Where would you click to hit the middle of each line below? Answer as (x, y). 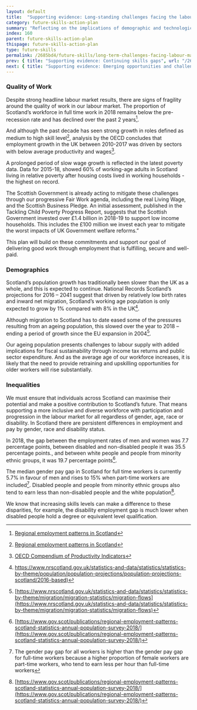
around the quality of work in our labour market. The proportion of (86, 106)
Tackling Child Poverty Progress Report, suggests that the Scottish (86, 212)
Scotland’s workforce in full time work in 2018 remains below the (84, 112)
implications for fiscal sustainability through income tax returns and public (95, 351)
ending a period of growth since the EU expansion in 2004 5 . (79, 333)
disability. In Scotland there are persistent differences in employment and (94, 423)
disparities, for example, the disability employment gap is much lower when (97, 510)
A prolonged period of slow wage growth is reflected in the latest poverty (94, 163)
